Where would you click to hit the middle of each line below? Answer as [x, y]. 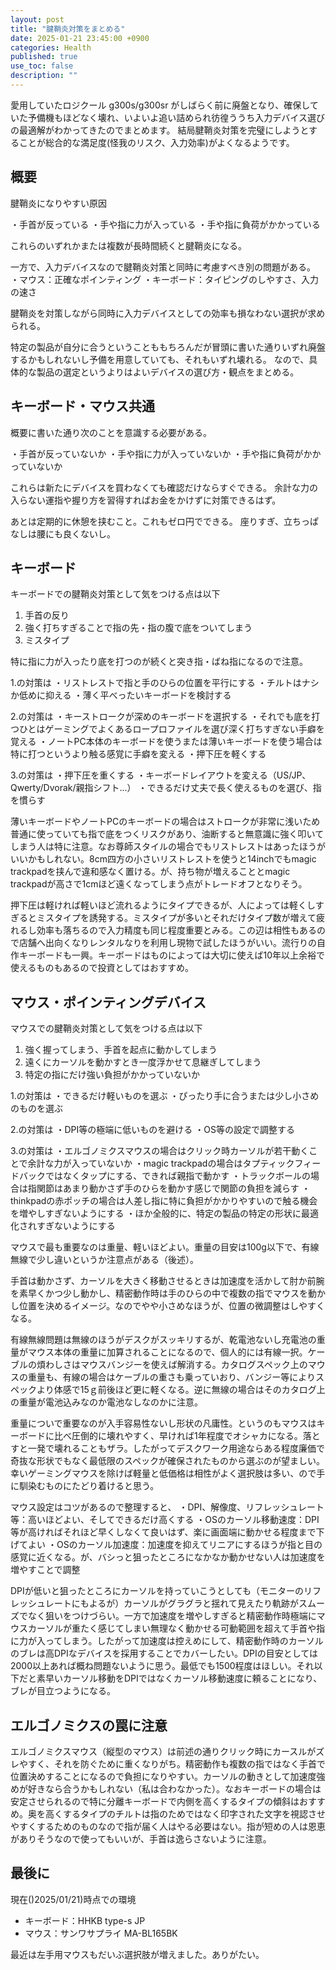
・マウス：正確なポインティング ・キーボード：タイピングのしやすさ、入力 [164, 279]
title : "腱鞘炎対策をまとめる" [68, 29]
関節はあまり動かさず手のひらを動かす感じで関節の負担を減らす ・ [173, 1188]
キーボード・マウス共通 [82, 406]
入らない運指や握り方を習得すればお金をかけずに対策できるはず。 [146, 500]
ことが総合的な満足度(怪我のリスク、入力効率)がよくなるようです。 [156, 142]
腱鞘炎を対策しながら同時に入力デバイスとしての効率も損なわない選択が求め [168, 313]
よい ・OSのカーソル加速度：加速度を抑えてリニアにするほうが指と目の [175, 1545]
